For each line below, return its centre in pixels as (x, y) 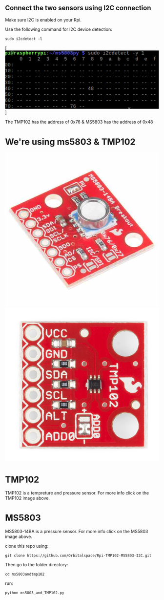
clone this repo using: (27, 546)
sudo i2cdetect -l (24, 39)
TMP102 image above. (28, 498)
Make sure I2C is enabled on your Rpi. (43, 20)
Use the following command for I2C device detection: (59, 29)
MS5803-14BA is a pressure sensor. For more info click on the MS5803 (77, 532)
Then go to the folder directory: (37, 565)
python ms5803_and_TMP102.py (35, 593)
